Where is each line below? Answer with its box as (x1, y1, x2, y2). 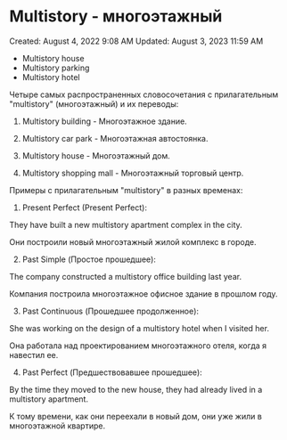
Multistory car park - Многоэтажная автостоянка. (21, 133, 209, 143)
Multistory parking (21, 62, 90, 73)
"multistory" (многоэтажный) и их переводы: (9, 98, 179, 109)
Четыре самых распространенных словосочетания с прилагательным (9, 89, 279, 100)
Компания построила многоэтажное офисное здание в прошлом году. (9, 288, 278, 299)
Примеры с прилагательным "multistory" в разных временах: (9, 184, 243, 195)
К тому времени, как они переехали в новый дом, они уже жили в (9, 411, 263, 421)
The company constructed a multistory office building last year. (9, 271, 242, 281)
